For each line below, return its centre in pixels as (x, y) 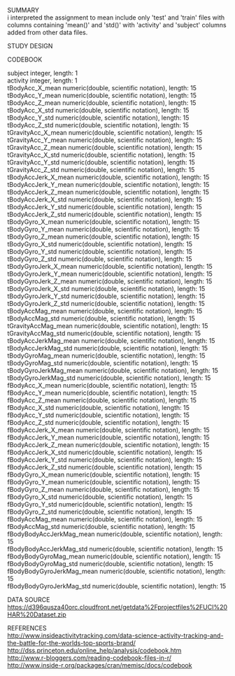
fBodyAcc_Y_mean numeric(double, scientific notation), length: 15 (102, 393)
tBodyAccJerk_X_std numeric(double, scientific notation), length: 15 (105, 199)
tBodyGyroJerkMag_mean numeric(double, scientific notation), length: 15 (113, 371)
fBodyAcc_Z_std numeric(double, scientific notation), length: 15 (98, 422)
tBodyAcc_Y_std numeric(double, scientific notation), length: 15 (98, 118)
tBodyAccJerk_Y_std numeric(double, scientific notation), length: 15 (105, 207)
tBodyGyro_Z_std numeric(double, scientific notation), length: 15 (100, 259)
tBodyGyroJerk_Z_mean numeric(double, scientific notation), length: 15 (110, 281)
